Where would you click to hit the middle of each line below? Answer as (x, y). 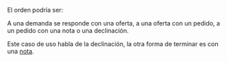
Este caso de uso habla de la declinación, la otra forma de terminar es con (113, 44)
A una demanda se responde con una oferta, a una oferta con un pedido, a (113, 23)
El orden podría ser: (35, 10)
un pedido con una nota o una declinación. (68, 31)
